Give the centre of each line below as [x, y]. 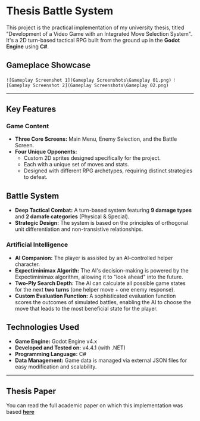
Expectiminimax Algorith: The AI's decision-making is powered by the [101, 270]
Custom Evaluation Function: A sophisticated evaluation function [95, 296]
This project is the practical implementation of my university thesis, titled [95, 27]
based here [20, 412]
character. [27, 264]
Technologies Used [43, 327]
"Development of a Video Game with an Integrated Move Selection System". [99, 33]
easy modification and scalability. [56, 367]
